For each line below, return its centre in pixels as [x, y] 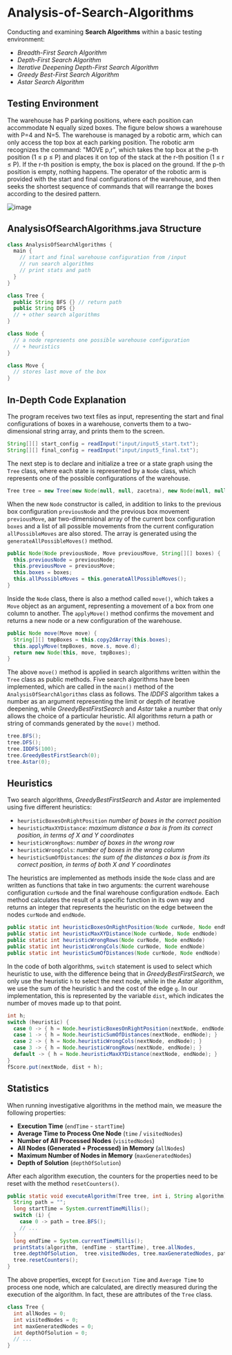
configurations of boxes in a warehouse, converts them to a [92, 424]
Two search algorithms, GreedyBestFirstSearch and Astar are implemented [114, 800]
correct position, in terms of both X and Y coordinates [94, 865]
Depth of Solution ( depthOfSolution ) [69, 1162]
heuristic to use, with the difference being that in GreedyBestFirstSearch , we [116, 973]
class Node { [26, 334]
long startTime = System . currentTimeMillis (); [81, 1209]
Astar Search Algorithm [50, 81]
